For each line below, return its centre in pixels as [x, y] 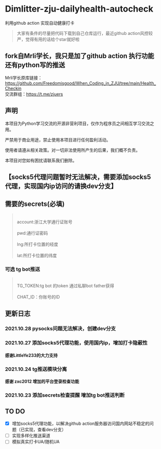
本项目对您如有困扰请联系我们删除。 [41, 160]
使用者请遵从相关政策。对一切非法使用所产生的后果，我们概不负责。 [73, 150]
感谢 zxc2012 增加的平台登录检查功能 [42, 382]
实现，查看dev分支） [46, 430]
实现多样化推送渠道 [31, 436]
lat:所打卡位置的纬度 [37, 255]
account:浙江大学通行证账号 [45, 222]
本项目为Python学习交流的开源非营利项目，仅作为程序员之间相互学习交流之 [80, 123]
